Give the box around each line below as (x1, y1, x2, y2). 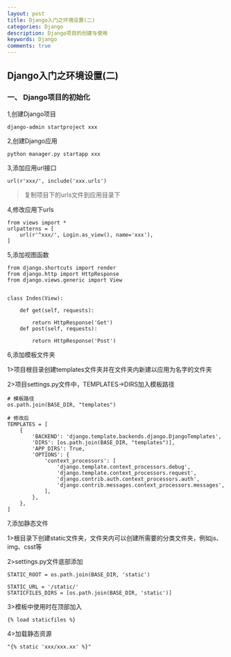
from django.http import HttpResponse (7, 270, 119, 277)
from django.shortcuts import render (7, 264, 117, 271)
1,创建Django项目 (7, 109, 57, 118)
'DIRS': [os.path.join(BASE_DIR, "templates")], (32, 439, 176, 446)
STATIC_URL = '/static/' (7, 583, 79, 590)
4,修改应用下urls (7, 205, 54, 213)
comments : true (7, 42, 51, 49)
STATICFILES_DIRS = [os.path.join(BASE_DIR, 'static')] (7, 589, 172, 597)
